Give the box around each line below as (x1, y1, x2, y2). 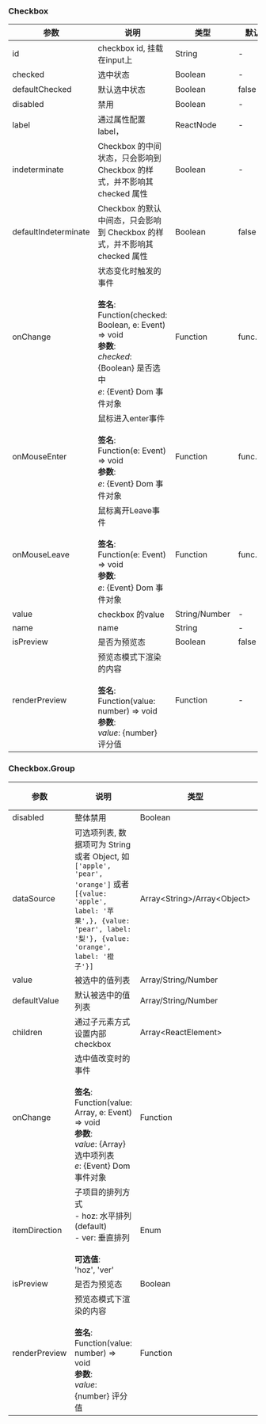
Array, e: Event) (74, 1106, 133, 1117)
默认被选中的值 (74, 989, 131, 1000)
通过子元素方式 (74, 1016, 131, 1027)
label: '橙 (74, 952, 115, 961)
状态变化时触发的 (97, 265, 161, 276)
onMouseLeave (12, 549, 70, 560)
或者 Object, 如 (74, 851, 130, 862)
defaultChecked (12, 84, 72, 95)
